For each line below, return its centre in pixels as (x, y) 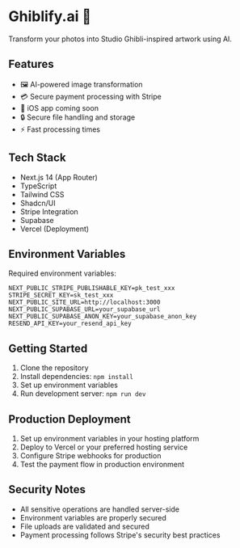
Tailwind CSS (42, 194)
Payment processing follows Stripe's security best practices (120, 535)
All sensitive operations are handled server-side (100, 509)
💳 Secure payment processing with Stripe (91, 96)
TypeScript (38, 186)
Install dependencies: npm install (76, 377)
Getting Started (48, 348)
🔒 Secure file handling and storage (78, 117)
